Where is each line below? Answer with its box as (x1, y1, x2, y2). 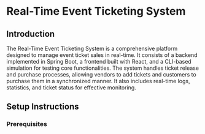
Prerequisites (6, 120, 47, 128)
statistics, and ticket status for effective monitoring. (6, 84, 136, 91)
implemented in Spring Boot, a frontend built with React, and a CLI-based (6, 58, 191, 65)
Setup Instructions (6, 102, 79, 112)
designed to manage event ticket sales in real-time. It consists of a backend (6, 51, 198, 59)
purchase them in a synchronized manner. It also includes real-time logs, (6, 78, 190, 84)
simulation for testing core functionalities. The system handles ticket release (6, 64, 199, 72)
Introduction (6, 29, 55, 39)
